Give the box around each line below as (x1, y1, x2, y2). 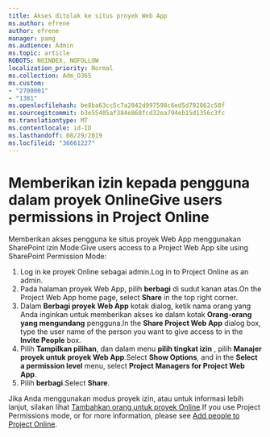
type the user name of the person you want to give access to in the (19, 327, 243, 336)
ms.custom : (8, 79, 45, 87)
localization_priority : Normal (8, 64, 114, 72)
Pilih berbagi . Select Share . (19, 378, 110, 388)
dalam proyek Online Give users (8, 191, 223, 209)
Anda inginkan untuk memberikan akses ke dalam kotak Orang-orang (19, 310, 252, 320)
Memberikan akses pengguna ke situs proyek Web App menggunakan (8, 234, 242, 244)
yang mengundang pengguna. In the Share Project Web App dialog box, (19, 319, 261, 328)
